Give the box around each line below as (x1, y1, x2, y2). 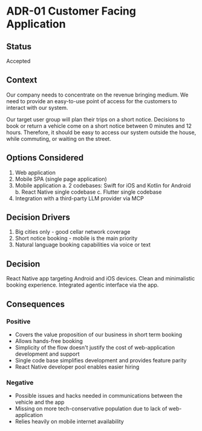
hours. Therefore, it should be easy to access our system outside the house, (6, 129, 197, 136)
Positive (6, 317, 31, 325)
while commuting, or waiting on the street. (6, 135, 112, 142)
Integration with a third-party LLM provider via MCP (15, 194, 144, 202)
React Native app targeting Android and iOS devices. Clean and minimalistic (6, 275, 195, 282)
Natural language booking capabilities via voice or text (15, 241, 151, 248)
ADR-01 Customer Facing (6, 4, 136, 18)
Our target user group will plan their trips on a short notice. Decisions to (6, 115, 185, 123)
